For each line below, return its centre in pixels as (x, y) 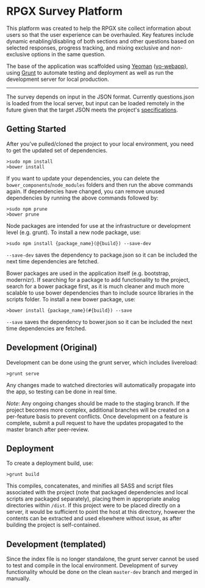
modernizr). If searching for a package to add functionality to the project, (98, 279)
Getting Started (36, 129)
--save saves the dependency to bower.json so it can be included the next (99, 322)
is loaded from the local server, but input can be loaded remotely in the (95, 103)
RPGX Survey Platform (65, 11)
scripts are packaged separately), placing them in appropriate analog (93, 499)
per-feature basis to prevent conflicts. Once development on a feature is (97, 416)
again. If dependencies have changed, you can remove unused (85, 191)
